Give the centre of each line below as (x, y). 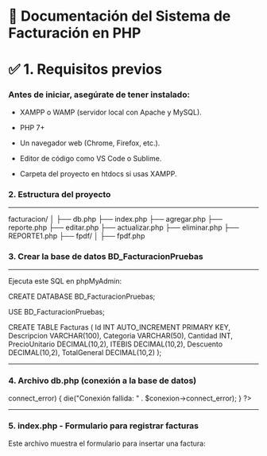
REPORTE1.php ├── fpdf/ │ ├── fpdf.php (77, 236)
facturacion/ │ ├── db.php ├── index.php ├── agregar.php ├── (115, 218)
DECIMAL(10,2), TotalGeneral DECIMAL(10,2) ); (85, 353)
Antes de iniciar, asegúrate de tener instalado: (99, 95)
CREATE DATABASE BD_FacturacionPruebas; (82, 296)
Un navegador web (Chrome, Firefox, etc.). (90, 143)
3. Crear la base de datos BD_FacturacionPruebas (106, 256)
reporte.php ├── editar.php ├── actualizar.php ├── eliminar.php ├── (124, 227)
